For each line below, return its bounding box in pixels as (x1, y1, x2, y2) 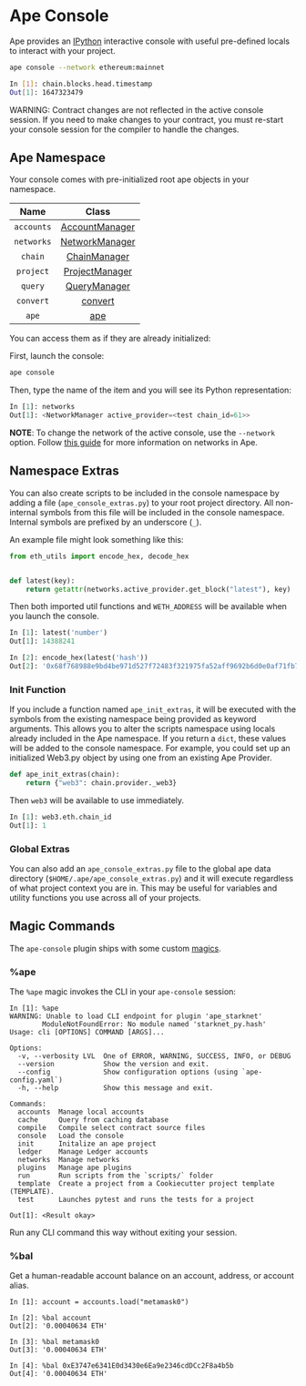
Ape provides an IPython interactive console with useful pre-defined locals (9, 36, 290, 46)
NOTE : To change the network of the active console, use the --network (9, 427, 276, 438)
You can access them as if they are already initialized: (9, 333, 211, 344)
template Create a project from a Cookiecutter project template (17, 1179, 275, 1188)
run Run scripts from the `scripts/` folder (17, 1171, 214, 1180)
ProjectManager (63, 265, 133, 278)
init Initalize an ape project (17, 1139, 157, 1148)
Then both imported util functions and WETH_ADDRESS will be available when (9, 601, 287, 612)
